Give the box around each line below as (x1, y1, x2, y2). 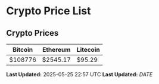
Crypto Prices (6, 28, 59, 38)
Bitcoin (13, 46, 33, 54)
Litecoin (76, 46, 100, 54)
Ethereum (42, 46, 71, 54)
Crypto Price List (6, 4, 91, 18)
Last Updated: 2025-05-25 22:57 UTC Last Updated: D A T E (6, 71, 153, 78)
